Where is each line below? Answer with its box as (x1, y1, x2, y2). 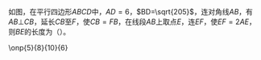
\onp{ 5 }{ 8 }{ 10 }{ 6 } (8, 43, 68, 52)
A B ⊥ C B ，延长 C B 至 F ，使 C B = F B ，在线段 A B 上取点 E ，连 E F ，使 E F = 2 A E (8, 17, 250, 26)
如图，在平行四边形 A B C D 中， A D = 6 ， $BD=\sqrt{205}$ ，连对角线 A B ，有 (8, 7, 254, 16)
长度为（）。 (31, 27, 71, 36)
